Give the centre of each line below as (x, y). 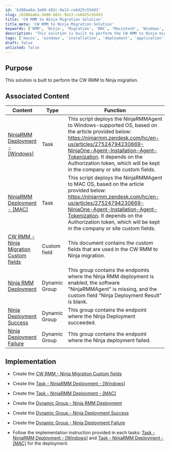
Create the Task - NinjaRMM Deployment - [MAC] (64, 393)
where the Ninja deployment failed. (109, 341)
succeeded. (82, 323)
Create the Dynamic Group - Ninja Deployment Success (71, 413)
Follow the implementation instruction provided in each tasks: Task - (84, 433)
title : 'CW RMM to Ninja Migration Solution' (54, 19)
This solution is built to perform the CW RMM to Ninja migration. (72, 80)
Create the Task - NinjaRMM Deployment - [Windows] (69, 384)
